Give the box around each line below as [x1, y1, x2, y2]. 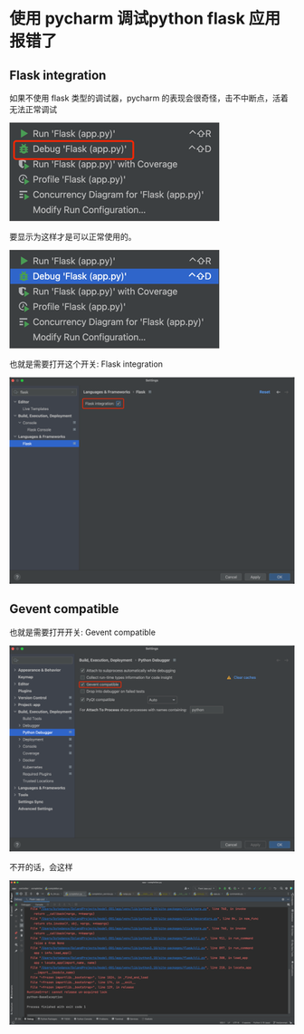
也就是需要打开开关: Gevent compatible [9, 627, 157, 637]
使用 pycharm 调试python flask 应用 [9, 8, 281, 29]
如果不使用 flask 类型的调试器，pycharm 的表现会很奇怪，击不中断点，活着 [9, 92, 290, 103]
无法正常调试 [9, 104, 57, 114]
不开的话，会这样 [9, 862, 73, 873]
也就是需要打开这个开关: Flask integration [9, 359, 164, 369]
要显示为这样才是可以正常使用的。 [9, 232, 137, 242]
